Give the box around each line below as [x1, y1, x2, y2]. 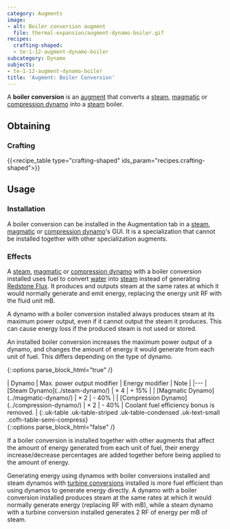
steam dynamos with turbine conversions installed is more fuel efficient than [7, 479, 223, 487]
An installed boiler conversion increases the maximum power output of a [7, 338, 212, 346]
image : [7, 17, 26, 23]
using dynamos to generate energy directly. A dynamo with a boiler [7, 486, 198, 495]
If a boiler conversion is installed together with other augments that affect [7, 436, 215, 444]
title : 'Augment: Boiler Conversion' [7, 74, 115, 81]
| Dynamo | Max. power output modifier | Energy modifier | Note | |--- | [7, 379, 207, 387]
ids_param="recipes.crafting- [121, 156, 205, 165]
